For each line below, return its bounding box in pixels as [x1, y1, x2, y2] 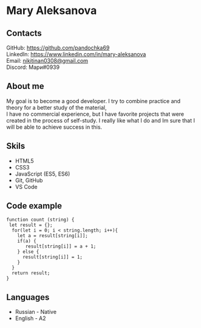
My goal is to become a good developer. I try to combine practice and [6, 97, 181, 104]
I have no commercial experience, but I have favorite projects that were [6, 110, 184, 118]
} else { [17, 249, 39, 255]
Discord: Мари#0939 [6, 63, 60, 71]
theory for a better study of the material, [6, 104, 107, 111]
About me [6, 81, 44, 91]
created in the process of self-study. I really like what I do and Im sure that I [6, 116, 196, 124]
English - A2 [15, 315, 47, 322]
